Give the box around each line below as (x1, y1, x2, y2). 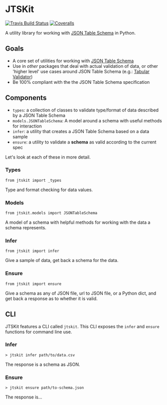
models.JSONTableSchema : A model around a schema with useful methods (12, 117, 162, 123)
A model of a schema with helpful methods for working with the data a (5, 219, 150, 225)
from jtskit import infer (5, 248, 59, 254)
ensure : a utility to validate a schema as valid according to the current (12, 139, 156, 145)
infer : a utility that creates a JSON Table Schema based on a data (12, 128, 149, 134)
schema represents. (5, 225, 47, 231)
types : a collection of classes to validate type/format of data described (12, 107, 159, 113)
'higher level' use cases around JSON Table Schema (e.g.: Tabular (12, 68, 150, 74)
